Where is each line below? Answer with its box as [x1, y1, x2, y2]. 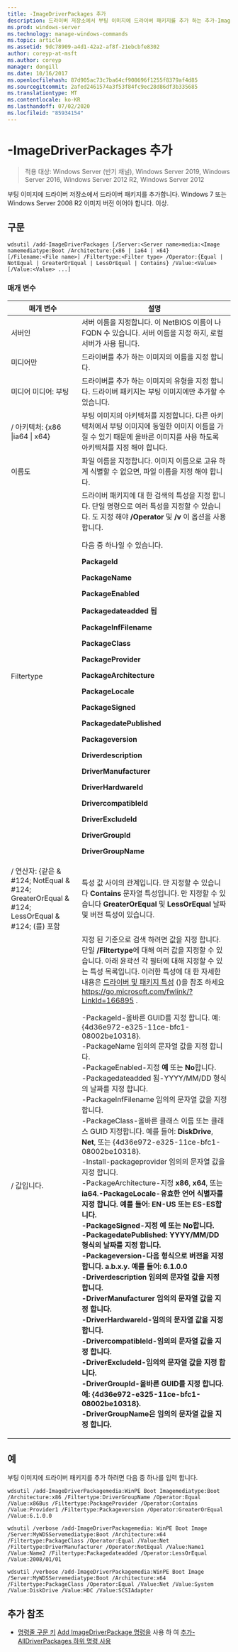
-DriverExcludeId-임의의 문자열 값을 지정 [81, 1357, 217, 1367]
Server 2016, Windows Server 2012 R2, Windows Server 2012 [24, 175, 205, 183]
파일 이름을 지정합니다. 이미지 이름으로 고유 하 [81, 455, 226, 465]
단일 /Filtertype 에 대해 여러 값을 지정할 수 [81, 945, 215, 955]
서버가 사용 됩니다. [81, 338, 140, 348]
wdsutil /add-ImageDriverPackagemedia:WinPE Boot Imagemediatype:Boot [7, 1487, 220, 1494]
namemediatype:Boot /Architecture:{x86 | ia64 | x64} [7, 247, 170, 254]
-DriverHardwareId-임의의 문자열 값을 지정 [81, 1314, 224, 1324]
